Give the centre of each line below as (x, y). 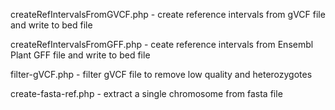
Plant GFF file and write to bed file (80, 55)
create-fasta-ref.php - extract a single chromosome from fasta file (146, 93)
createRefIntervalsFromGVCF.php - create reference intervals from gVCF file (168, 14)
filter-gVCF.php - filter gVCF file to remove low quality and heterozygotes (161, 74)
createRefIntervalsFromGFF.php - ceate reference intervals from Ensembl (162, 44)
